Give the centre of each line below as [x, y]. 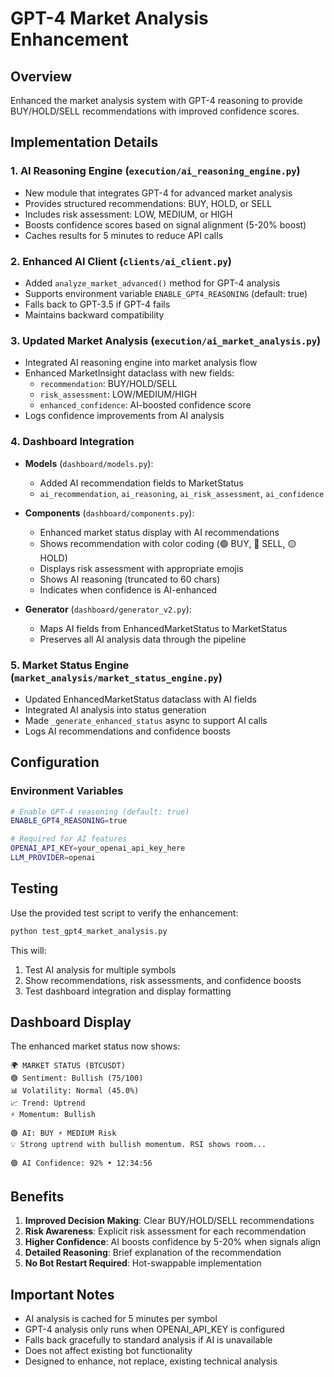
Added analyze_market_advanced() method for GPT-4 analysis [152, 283]
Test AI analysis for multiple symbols [100, 969]
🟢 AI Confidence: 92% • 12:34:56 [81, 1163]
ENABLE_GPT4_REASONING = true [69, 821]
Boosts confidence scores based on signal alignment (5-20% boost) [165, 224]
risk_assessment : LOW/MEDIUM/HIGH [118, 394]
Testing [34, 888]
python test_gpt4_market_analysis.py [89, 931]
